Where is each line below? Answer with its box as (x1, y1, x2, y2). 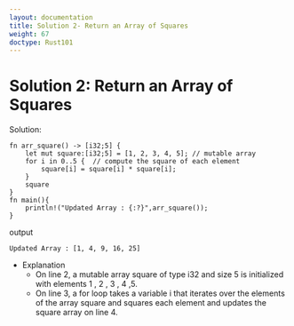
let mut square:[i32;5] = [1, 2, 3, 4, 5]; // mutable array (25, 149, 256, 158)
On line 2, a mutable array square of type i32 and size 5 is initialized (35, 269, 284, 280)
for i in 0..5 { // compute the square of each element (25, 157, 241, 166)
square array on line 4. (35, 307, 118, 318)
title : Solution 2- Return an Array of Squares (9, 21, 189, 30)
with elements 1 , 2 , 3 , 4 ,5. (35, 279, 138, 290)
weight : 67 (9, 29, 50, 38)
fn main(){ (9, 196, 50, 205)
